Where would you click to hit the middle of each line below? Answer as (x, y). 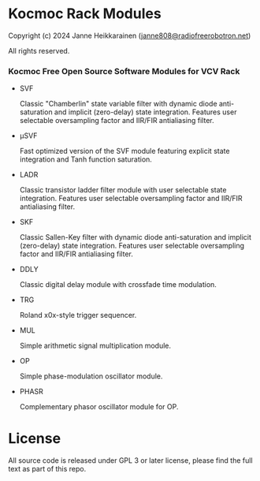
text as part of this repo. (47, 469)
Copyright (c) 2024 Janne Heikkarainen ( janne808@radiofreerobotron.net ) (130, 35)
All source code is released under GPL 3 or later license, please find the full (131, 460)
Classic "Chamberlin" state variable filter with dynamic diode (119, 104)
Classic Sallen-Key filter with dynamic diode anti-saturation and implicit (136, 237)
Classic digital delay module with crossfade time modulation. (118, 285)
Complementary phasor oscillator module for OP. (99, 407)
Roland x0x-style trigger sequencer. (78, 315)
